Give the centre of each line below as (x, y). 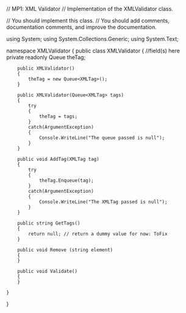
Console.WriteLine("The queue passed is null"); (102, 138)
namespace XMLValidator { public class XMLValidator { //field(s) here (93, 51)
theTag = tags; (58, 117)
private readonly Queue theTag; (46, 57)
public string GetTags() (49, 223)
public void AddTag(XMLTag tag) (58, 159)
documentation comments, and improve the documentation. (81, 27)
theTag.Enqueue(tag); (66, 181)
